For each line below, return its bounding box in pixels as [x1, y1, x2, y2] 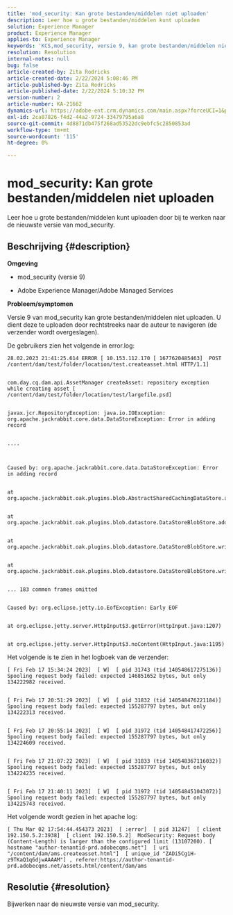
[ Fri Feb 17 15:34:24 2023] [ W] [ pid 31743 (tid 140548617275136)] [7, 666, 222, 673]
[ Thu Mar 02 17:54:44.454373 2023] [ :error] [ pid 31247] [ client [7, 825, 222, 833]
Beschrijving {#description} [7, 241, 130, 252]
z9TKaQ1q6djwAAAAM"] [7, 856, 67, 863]
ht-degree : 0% [7, 140, 49, 147]
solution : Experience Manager [7, 23, 95, 30]
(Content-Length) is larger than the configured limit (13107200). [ [7, 838, 213, 845]
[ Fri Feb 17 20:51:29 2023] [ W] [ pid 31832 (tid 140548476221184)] [7, 697, 222, 704]
